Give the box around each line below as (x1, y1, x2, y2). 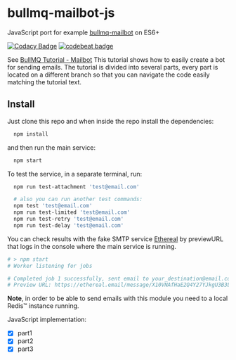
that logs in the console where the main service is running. (7, 242, 177, 250)
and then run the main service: (7, 143, 96, 152)
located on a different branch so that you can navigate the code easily (7, 70, 210, 79)
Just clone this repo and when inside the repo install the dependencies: (7, 117, 214, 125)
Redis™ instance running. (7, 302, 79, 310)
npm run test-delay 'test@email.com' (13, 221, 124, 229)
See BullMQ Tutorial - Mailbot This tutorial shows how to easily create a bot (7, 55, 225, 64)
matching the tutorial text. (7, 77, 82, 86)
